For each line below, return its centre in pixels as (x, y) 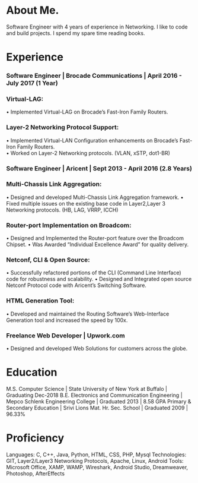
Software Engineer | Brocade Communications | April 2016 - (94, 76)
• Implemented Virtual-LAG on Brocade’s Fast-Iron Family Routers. (87, 112)
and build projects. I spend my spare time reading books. (76, 33)
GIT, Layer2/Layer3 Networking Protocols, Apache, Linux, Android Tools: (95, 460)
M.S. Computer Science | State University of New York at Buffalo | (87, 389)
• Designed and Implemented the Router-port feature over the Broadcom (95, 238)
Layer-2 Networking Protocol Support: (63, 127)
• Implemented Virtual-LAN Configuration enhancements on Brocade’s (92, 140)
